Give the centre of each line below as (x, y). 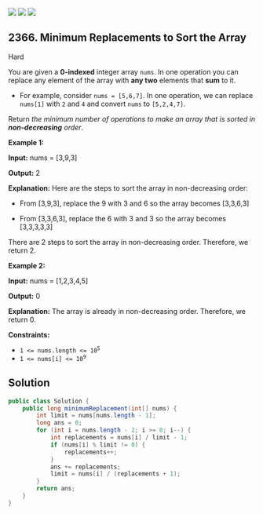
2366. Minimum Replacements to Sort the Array (128, 38)
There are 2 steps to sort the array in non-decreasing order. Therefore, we (128, 242)
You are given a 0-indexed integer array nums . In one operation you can (124, 71)
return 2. (22, 250)
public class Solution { (49, 401)
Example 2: (27, 265)
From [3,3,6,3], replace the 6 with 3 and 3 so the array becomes (122, 218)
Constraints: (29, 334)
